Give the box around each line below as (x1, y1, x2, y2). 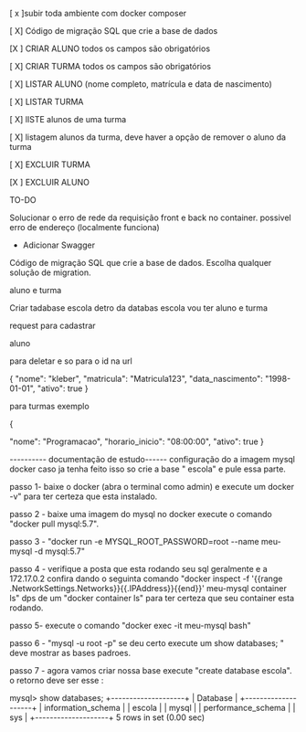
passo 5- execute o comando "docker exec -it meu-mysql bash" (9, 621, 251, 631)
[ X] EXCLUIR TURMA (9, 159, 91, 170)
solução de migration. (9, 267, 91, 278)
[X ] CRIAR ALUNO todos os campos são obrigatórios (9, 43, 211, 54)
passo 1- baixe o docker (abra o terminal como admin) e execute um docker (9, 482, 295, 492)
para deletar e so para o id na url (9, 355, 132, 366)
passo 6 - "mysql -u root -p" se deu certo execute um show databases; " (9, 638, 285, 648)
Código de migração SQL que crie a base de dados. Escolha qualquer (9, 258, 272, 268)
